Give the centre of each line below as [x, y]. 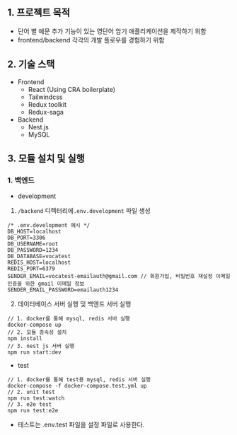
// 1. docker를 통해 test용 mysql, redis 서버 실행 [79, 380]
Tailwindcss [45, 97]
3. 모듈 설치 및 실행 [46, 159]
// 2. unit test [31, 392]
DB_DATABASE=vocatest [39, 257]
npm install [25, 339]
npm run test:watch [36, 398]
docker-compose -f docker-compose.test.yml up [77, 386]
